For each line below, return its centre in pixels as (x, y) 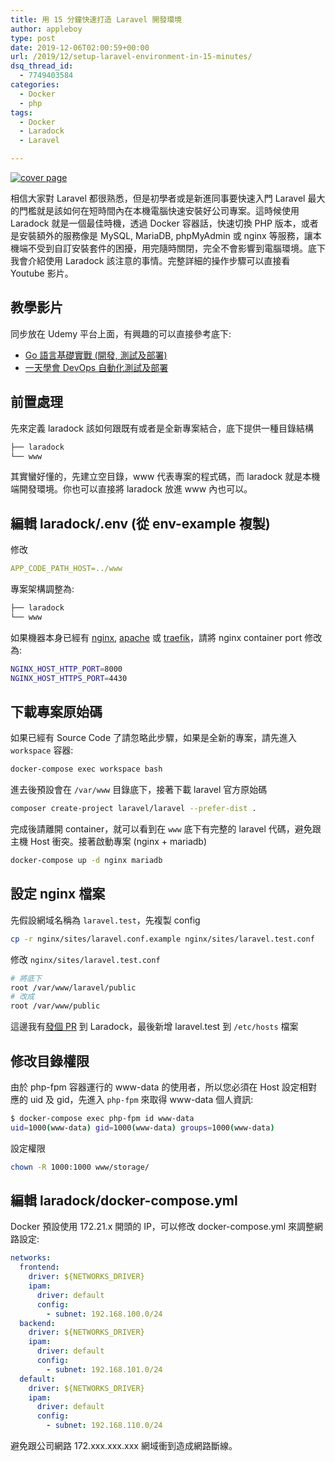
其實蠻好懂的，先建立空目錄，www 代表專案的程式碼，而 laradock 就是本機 (165, 477)
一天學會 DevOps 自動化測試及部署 (96, 367)
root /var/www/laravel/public (73, 987)
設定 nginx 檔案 (58, 894)
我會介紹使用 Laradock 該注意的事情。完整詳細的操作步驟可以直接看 (150, 260)
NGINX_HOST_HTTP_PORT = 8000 (66, 669)
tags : (21, 112)
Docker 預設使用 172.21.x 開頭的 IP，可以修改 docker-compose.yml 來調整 (162, 1227)
